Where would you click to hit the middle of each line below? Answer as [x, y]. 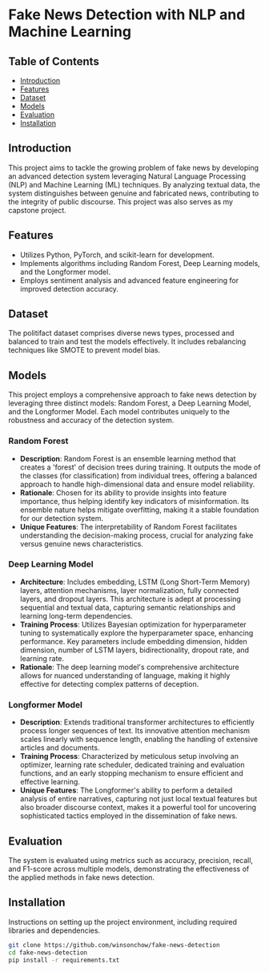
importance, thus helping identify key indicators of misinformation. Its [134, 501]
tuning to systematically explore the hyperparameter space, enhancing [137, 633]
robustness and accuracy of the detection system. [91, 420]
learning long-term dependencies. [76, 615]
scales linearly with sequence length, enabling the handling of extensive [139, 740]
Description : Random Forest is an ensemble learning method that [128, 458]
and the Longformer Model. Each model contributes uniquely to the [119, 412]
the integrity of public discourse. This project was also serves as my [121, 201]
